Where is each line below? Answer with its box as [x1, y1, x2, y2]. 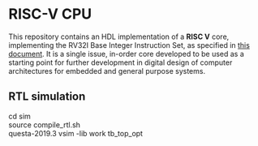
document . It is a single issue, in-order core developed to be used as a [8, 49, 245, 58]
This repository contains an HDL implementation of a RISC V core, [8, 32, 230, 41]
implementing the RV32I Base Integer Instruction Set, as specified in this [8, 40, 250, 49]
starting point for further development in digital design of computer [8, 58, 233, 67]
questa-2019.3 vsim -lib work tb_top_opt [8, 128, 144, 138]
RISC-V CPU [8, 5, 92, 24]
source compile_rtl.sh [8, 119, 81, 130]
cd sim [8, 111, 31, 121]
